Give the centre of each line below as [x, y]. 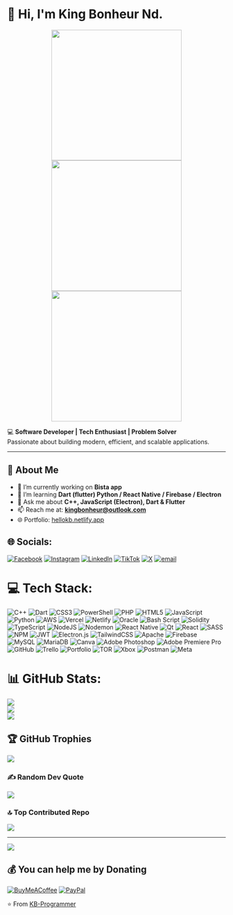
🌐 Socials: [30, 542]
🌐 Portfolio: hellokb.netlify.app [61, 519]
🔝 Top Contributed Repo [49, 813]
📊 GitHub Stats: [54, 679]
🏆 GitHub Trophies [50, 738]
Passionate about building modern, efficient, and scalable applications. [109, 441]
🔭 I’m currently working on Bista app [70, 487]
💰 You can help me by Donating [77, 870]
